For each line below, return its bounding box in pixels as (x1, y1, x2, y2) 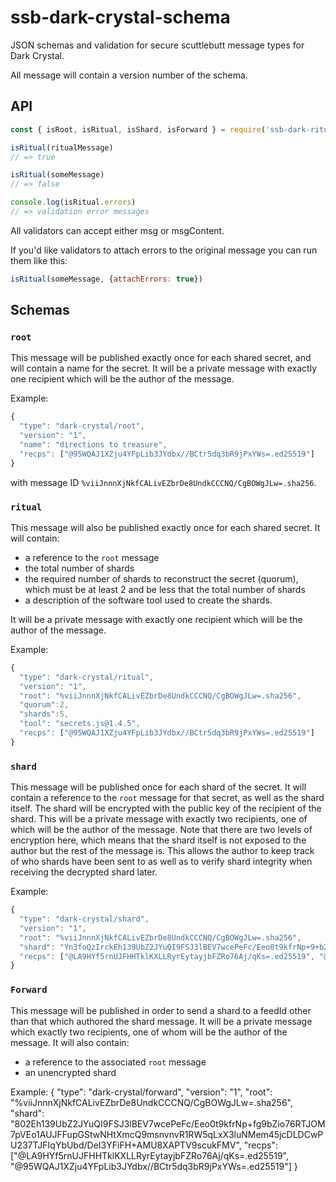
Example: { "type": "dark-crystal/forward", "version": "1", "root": (10, 1086, 273, 1098)
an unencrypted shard (24, 1066, 117, 1078)
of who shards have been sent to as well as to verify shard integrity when (10, 856, 313, 868)
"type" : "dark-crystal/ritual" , (19, 672, 155, 682)
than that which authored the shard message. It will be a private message (10, 1015, 313, 1027)
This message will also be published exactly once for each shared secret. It (10, 521, 321, 533)
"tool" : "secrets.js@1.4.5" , (19, 719, 141, 729)
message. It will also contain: (10, 1036, 130, 1048)
